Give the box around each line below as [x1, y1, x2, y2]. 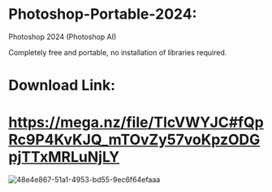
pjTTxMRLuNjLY [8, 148, 120, 167]
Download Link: [8, 76, 116, 94]
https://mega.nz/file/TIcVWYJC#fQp [8, 113, 264, 132]
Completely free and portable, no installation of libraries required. [8, 47, 227, 57]
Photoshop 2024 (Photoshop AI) [8, 32, 117, 41]
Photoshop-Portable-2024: [8, 5, 197, 24]
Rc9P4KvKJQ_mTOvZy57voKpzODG [8, 131, 261, 149]
